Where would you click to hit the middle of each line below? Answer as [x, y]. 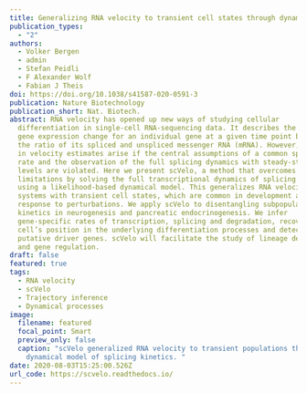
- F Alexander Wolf [55, 78]
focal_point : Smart [55, 332]
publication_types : [47, 26]
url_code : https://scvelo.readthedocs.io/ [91, 374]
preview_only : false [57, 340]
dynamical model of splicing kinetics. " [106, 357]
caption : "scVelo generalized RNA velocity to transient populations [153, 348]
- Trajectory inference [63, 297]
